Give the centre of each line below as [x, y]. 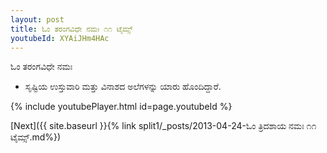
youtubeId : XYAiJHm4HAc [60, 38]
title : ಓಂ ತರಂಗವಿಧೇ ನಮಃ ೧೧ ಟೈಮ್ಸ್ [71, 29]
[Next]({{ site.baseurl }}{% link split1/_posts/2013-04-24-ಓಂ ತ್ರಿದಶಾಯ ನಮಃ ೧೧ [163, 126]
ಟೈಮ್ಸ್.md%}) [36, 137]
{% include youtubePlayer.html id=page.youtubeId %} [121, 107]
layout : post [37, 19]
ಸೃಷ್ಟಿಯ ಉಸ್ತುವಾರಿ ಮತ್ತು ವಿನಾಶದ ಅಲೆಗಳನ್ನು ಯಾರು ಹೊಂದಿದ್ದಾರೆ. [123, 87]
